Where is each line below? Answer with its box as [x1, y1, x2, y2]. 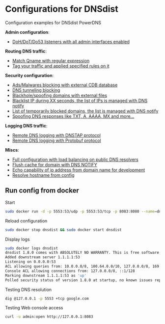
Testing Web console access [5, 305, 63, 311]
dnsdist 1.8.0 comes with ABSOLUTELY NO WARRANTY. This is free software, [5, 250, 162, 255]
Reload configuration [5, 217, 48, 224]
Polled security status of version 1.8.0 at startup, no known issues [5, 277, 153, 283]
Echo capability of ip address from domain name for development [12, 167, 145, 173]
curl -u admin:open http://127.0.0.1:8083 [5, 314, 93, 320]
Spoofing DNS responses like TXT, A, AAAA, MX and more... [12, 113, 135, 119]
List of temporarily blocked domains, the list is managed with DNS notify [12, 108, 159, 114]
